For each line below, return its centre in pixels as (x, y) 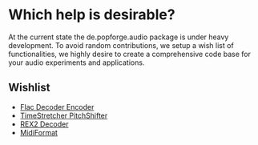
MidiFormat (39, 132)
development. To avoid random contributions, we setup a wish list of (121, 45)
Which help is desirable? (92, 15)
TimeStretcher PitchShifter (64, 115)
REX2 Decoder (44, 124)
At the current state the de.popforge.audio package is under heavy (119, 37)
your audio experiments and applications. (77, 62)
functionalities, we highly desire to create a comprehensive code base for (129, 54)
